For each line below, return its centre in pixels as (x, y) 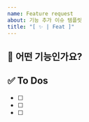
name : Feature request (40, 14)
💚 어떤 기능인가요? (45, 56)
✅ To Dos (28, 81)
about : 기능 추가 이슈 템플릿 (45, 20)
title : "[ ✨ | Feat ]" (41, 26)
